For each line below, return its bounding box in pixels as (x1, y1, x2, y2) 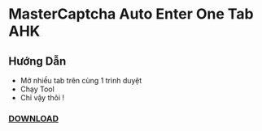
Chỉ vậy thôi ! (20, 93, 65, 102)
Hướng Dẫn (8, 54, 67, 68)
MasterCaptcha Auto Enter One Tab (8, 5, 254, 23)
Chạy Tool (20, 84, 55, 94)
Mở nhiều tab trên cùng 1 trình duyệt (20, 76, 142, 85)
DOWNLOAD (8, 112, 59, 124)
